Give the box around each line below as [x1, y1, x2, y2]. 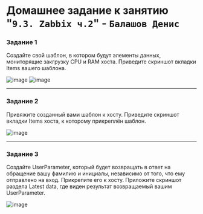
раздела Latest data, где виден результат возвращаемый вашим [6, 183, 172, 190]
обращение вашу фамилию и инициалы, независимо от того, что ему [6, 170, 185, 177]
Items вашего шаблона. [6, 65, 66, 72]
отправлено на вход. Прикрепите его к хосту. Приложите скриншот [6, 177, 182, 184]
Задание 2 [6, 97, 39, 106]
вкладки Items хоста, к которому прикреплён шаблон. [6, 117, 146, 125]
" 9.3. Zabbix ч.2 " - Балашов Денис [6, 16, 180, 30]
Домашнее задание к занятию [6, 4, 169, 18]
